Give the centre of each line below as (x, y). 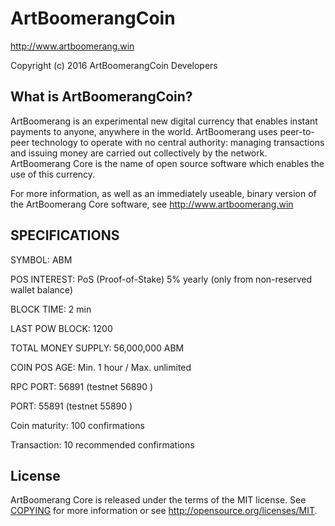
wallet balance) (41, 289)
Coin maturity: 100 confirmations (77, 425)
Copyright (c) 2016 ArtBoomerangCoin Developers (114, 65)
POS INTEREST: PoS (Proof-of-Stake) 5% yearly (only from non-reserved (161, 279)
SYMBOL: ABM (41, 259)
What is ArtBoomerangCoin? (101, 97)
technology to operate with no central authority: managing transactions (178, 142)
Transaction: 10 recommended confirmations (102, 444)
